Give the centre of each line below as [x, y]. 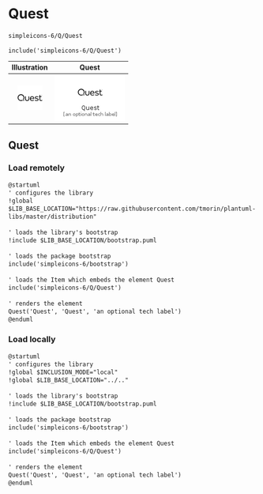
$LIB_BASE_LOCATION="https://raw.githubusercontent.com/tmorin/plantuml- [132, 209]
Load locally [32, 339]
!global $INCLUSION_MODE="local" [63, 372]
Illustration [30, 67]
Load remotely [37, 168]
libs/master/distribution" [53, 217]
